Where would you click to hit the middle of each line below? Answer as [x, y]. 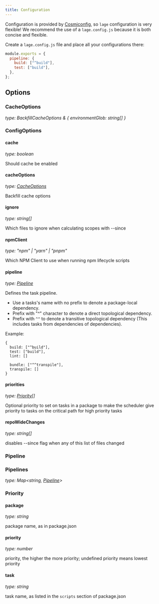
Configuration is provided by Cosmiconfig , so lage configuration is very [79, 24]
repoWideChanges [25, 422]
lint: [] [19, 356]
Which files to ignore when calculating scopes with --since [66, 228]
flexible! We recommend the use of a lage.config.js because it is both [78, 29]
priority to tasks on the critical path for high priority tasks [64, 411]
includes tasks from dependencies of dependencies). [67, 324]
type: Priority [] [20, 395]
